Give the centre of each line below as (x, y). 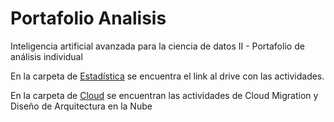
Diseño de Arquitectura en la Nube (81, 106)
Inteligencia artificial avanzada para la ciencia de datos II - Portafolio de (157, 46)
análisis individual (46, 56)
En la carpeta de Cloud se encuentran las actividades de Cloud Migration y (164, 95)
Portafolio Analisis (88, 18)
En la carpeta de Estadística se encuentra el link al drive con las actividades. (167, 76)
